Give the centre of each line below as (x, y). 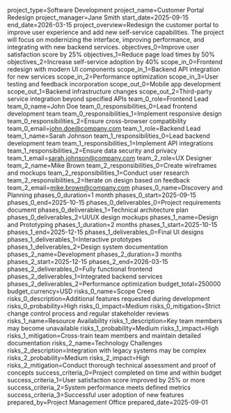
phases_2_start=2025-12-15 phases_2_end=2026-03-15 (88, 262)
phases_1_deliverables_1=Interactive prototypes (75, 239)
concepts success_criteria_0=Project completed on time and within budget (114, 373)
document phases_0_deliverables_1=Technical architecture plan (98, 210)
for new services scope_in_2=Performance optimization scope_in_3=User (113, 77)
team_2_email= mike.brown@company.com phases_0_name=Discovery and (115, 188)
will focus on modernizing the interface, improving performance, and (106, 40)
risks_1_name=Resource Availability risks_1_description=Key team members (115, 321)
